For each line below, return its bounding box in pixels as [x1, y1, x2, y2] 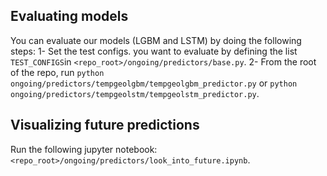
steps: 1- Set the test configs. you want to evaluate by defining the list [10, 45, 298, 57]
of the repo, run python [10, 66, 105, 78]
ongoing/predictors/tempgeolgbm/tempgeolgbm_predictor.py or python [10, 77, 298, 89]
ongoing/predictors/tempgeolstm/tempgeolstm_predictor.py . [10, 87, 260, 99]
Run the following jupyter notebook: [10, 143, 158, 155]
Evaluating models [10, 8, 129, 25]
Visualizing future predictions [10, 117, 200, 134]
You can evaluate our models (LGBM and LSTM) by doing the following [10, 34, 302, 46]
